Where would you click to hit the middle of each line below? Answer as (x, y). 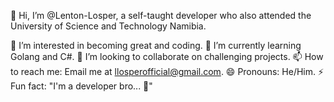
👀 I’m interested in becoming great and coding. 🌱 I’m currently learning (156, 45)
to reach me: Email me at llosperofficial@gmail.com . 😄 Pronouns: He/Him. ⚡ (167, 71)
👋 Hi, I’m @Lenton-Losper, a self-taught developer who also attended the (161, 15)
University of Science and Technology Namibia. (108, 26)
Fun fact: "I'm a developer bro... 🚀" (81, 86)
